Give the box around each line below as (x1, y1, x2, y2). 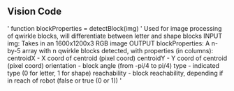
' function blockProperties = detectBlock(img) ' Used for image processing (7, 24, 222, 32)
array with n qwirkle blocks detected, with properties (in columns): (22, 46, 214, 55)
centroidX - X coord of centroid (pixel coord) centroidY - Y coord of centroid (7, 54, 228, 62)
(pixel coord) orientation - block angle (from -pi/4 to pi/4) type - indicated (7, 61, 220, 69)
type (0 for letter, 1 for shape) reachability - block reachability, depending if (7, 69, 224, 77)
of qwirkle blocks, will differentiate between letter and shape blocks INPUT (7, 31, 223, 40)
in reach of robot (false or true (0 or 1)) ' (7, 76, 122, 85)
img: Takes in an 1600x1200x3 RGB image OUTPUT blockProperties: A (7, 38, 210, 48)
